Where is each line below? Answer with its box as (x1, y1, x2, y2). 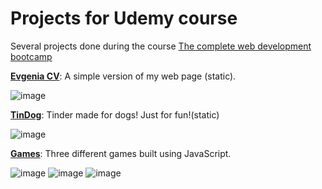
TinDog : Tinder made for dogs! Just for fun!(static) (10, 108, 220, 121)
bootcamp (10, 50, 53, 62)
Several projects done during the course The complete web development (10, 40, 312, 52)
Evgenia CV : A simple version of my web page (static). (10, 70, 237, 82)
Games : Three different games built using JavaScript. (10, 147, 232, 159)
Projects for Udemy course (10, 7, 238, 30)
